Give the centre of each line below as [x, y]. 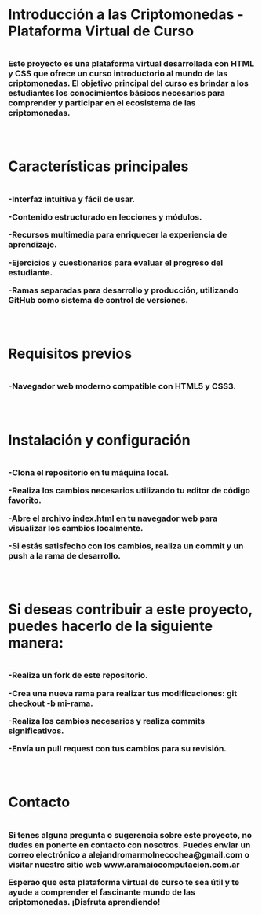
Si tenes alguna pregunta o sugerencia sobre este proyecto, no [130, 835]
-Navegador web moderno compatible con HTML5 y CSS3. [122, 386]
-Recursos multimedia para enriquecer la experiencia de [118, 235]
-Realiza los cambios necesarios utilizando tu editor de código [129, 491]
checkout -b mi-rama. [51, 703]
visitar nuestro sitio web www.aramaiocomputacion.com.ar [124, 865]
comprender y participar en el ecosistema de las [102, 103]
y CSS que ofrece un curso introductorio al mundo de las [118, 74]
